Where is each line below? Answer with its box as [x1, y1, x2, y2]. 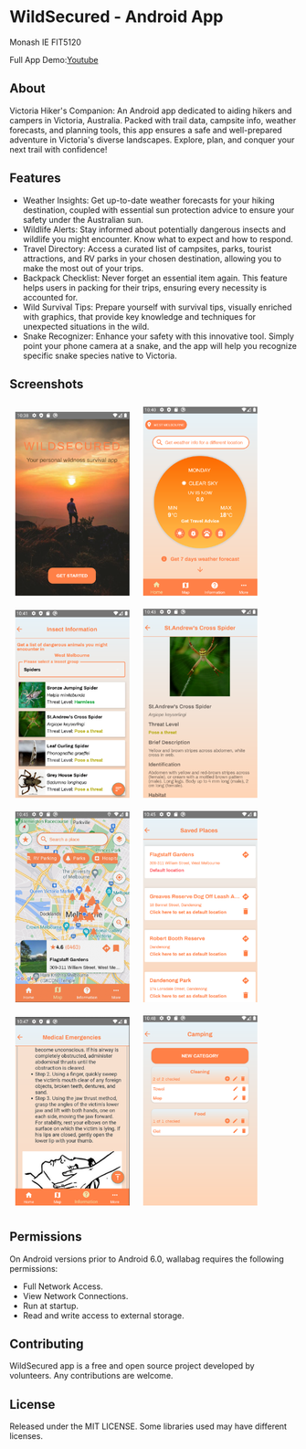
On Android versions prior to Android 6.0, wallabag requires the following [9, 1253, 285, 1264]
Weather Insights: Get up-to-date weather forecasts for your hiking [22, 195, 275, 206]
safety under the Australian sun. [22, 214, 143, 225]
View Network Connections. [22, 1290, 129, 1301]
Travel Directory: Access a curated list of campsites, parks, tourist [22, 243, 272, 254]
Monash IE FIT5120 [9, 37, 82, 48]
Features [9, 171, 61, 186]
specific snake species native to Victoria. [22, 350, 177, 361]
